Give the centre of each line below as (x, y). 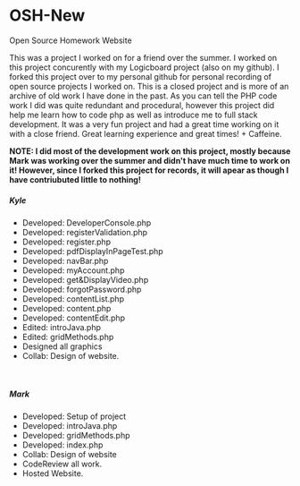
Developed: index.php (62, 445)
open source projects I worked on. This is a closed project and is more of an (149, 86)
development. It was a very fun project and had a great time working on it (144, 124)
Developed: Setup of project (74, 416)
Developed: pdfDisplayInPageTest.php (92, 251)
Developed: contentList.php (73, 298)
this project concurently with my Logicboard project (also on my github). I (144, 67)
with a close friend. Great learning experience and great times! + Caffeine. (146, 133)
